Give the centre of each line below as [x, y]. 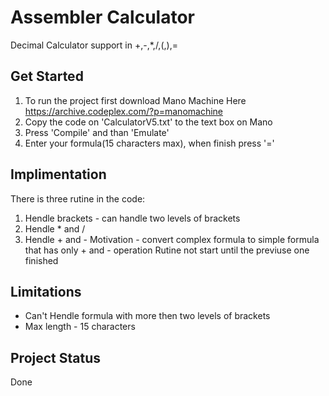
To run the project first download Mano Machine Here [135, 100]
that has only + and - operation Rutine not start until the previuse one [167, 250]
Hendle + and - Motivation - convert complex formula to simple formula [172, 239]
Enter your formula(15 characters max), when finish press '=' [149, 143]
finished [41, 260]
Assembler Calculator [102, 17]
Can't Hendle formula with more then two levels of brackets [147, 316]
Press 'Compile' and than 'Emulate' [97, 132]
